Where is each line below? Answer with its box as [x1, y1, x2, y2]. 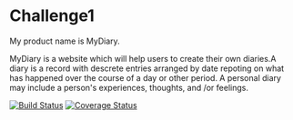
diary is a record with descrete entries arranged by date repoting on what [9, 63, 285, 74]
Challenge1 [9, 5, 96, 26]
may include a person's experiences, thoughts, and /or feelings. [9, 82, 248, 93]
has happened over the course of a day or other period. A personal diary [9, 72, 282, 83]
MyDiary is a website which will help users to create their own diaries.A [9, 53, 277, 64]
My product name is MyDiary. [9, 35, 120, 46]
